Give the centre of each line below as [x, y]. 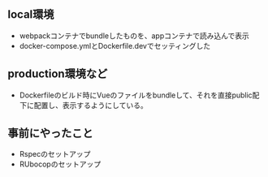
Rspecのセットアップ [55, 154]
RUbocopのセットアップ [60, 164]
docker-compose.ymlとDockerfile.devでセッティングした [115, 45]
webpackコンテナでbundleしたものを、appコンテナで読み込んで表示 [134, 36]
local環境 [31, 15]
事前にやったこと [50, 134]
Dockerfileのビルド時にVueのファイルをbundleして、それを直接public [136, 95]
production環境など [58, 74]
